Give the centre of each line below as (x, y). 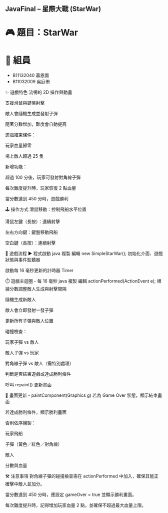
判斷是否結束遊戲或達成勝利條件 (38, 374)
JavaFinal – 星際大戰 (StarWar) (53, 9)
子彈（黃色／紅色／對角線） (34, 444)
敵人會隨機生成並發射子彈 (31, 113)
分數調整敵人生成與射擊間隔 (38, 289)
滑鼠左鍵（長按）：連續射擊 (32, 221)
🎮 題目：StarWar (42, 32)
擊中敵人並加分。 (27, 484)
